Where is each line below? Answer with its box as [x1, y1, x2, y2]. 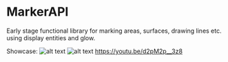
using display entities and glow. [6, 33, 96, 42]
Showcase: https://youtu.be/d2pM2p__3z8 [6, 47, 183, 55]
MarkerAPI [6, 4, 69, 20]
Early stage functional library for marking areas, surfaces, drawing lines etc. [6, 27, 222, 35]
